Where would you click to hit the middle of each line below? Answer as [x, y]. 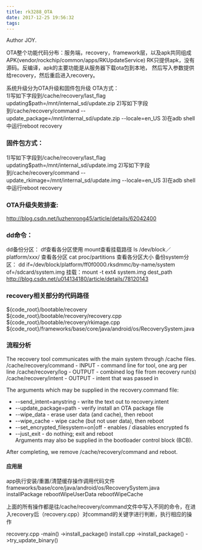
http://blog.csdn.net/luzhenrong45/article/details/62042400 [81, 218]
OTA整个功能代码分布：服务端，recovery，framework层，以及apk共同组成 [99, 53]
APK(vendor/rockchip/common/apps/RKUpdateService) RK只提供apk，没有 [101, 60]
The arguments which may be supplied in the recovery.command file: [93, 390]
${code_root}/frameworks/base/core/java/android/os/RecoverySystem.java [100, 328]
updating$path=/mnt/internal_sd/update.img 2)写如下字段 [78, 165]
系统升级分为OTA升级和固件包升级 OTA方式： [63, 88]
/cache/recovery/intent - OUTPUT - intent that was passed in [83, 378]
